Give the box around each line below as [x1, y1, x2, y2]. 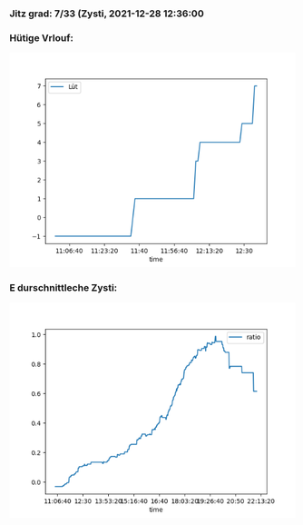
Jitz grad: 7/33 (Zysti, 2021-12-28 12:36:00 [9, 7, 204, 20]
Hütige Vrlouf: [9, 31, 74, 44]
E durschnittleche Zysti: [9, 282, 118, 294]
